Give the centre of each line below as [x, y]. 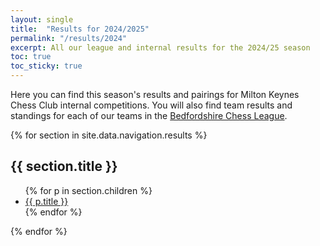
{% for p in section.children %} [88, 190]
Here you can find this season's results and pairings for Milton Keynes [155, 94]
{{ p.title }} [46, 201]
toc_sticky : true [46, 66]
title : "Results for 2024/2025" [80, 29]
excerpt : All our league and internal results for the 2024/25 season [160, 47]
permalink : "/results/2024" [69, 38]
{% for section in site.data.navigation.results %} [109, 135]
